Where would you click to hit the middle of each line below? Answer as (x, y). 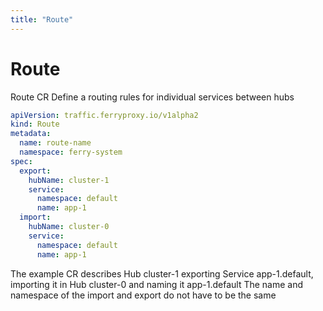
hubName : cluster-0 (69, 227)
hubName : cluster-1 (69, 180)
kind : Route (35, 124)
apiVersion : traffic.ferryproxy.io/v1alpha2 (104, 115)
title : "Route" (42, 19)
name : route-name (55, 143)
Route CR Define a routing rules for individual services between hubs (152, 97)
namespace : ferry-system (71, 152)
